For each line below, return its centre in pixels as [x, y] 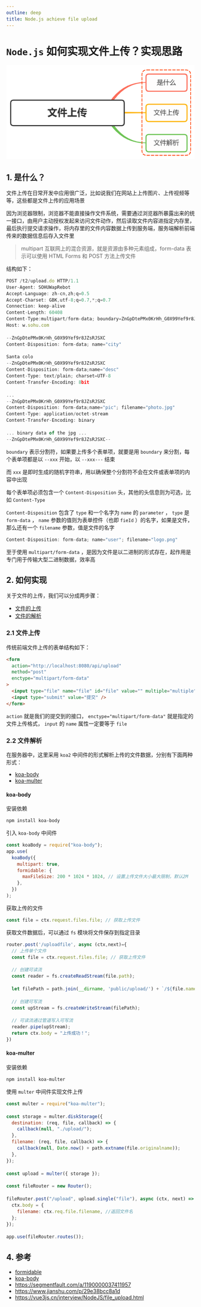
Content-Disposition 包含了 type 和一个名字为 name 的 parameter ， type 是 [98, 512]
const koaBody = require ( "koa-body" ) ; [54, 845]
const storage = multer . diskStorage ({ [54, 1117]
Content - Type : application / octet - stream [57, 414]
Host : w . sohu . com [28, 325]
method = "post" [29, 672]
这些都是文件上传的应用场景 [51, 200]
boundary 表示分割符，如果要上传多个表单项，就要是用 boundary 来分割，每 [98, 451]
